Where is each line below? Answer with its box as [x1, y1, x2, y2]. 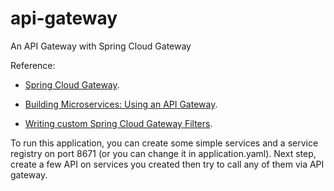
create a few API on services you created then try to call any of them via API [10, 158, 325, 170]
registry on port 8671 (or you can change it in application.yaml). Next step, [10, 147, 317, 159]
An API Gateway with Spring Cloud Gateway [10, 40, 192, 52]
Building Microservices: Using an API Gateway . [24, 98, 218, 110]
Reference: [10, 59, 56, 71]
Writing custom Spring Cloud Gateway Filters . [24, 117, 213, 129]
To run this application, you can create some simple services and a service [10, 137, 319, 149]
